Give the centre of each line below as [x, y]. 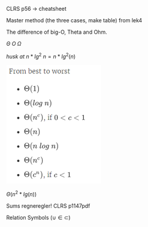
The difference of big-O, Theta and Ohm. [57, 32]
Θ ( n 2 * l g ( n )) [22, 194]
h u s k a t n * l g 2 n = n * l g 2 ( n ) [41, 56]
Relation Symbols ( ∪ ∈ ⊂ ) [38, 218]
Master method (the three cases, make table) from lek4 [74, 20]
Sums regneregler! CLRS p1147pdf [48, 206]
